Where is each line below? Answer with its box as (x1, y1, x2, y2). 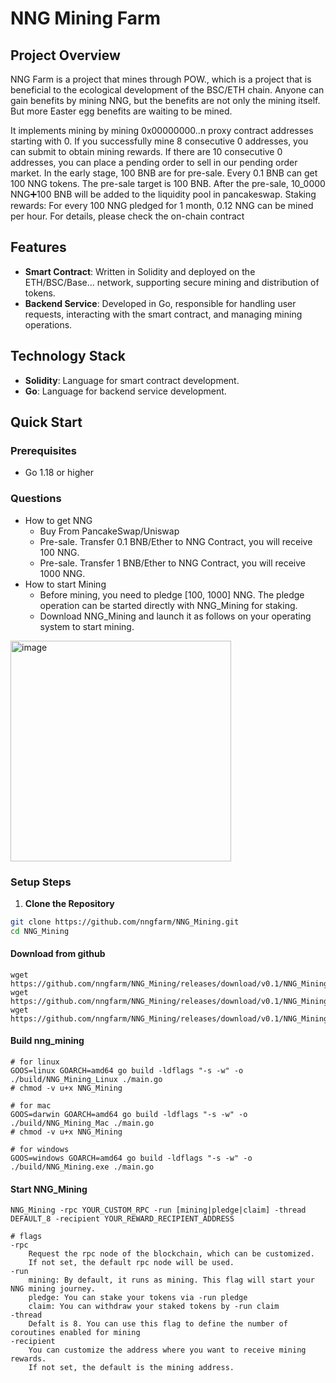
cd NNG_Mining (10, 926, 70, 936)
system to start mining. (39, 620, 135, 632)
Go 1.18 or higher (24, 467, 94, 479)
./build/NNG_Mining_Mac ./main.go (10, 1118, 155, 1129)
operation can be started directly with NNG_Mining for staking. (39, 599, 298, 611)
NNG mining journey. (10, 1284, 97, 1294)
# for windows (10, 1145, 70, 1155)
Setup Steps (10, 875, 72, 889)
